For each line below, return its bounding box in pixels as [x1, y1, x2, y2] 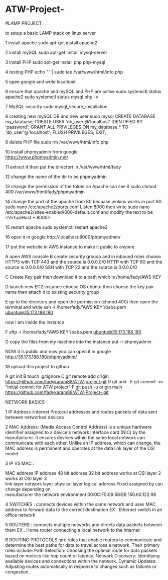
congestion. [5, 568, 30, 574]
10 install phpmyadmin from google [5, 148, 78, 154]
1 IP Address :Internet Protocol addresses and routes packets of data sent [5, 408, 157, 415]
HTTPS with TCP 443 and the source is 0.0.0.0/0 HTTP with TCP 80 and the [5, 259, 162, 265]
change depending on [5, 486, 51, 492]
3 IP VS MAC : [5, 460, 34, 466]
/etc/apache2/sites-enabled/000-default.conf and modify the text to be [5, 209, 153, 215]
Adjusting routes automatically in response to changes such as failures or [5, 563, 157, 569]
